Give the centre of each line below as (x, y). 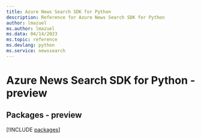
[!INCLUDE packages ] (33, 129)
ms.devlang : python (31, 46)
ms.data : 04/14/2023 (32, 34)
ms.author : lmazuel (31, 28)
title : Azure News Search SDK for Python (59, 12)
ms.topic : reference (32, 40)
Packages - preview (44, 115)
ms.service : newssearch (36, 51)
